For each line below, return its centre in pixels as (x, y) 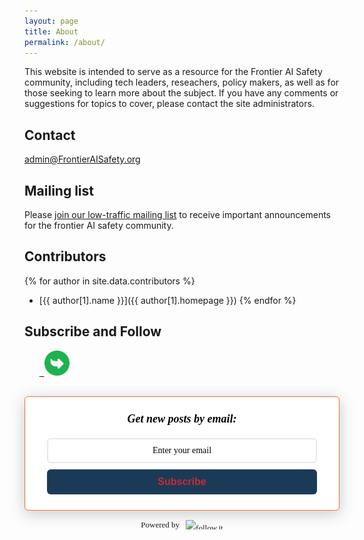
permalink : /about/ (65, 42)
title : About (51, 31)
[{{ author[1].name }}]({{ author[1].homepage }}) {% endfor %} (167, 300)
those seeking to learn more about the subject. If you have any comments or (181, 93)
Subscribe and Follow (93, 331)
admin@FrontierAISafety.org (82, 159)
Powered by (160, 525)
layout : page (51, 21)
